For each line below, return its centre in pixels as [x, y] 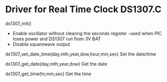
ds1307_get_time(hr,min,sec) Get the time [48, 74]
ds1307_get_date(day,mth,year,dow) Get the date [56, 64]
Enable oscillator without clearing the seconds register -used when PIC [87, 33]
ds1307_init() [18, 23]
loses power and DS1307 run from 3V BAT [57, 39]
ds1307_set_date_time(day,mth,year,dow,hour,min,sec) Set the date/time [81, 54]
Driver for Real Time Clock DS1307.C [83, 9]
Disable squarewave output [41, 44]
